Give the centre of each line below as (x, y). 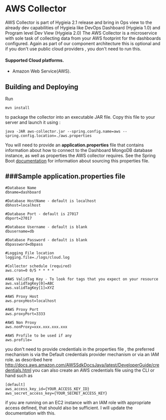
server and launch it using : (33, 122)
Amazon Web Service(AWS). (41, 71)
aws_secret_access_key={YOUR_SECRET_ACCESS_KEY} (56, 393)
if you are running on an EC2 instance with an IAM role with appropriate (78, 402)
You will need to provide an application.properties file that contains (75, 145)
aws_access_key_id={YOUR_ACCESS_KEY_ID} (48, 389)
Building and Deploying (42, 87)
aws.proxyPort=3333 (25, 314)
